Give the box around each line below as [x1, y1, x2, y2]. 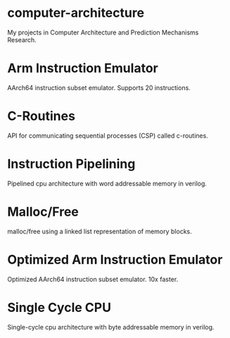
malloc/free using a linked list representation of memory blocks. [7, 227, 192, 235]
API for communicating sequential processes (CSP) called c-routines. [7, 131, 209, 140]
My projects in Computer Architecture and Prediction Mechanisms [7, 28, 199, 37]
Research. [7, 35, 37, 44]
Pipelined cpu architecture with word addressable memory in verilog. [7, 179, 207, 188]
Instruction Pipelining [7, 156, 136, 171]
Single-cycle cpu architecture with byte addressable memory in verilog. [7, 323, 215, 331]
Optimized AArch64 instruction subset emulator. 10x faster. [7, 275, 179, 283]
